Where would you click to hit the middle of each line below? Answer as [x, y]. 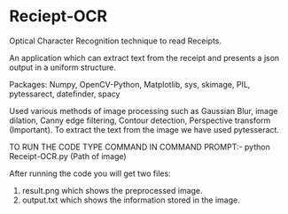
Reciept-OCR [58, 16]
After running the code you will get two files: [90, 173]
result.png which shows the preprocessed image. [112, 190]
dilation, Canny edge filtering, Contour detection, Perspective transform [140, 120]
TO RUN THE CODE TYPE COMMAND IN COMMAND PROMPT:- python [140, 147]
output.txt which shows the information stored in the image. [131, 200]
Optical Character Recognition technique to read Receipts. [115, 41]
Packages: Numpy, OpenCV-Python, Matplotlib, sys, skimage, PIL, [130, 84]
